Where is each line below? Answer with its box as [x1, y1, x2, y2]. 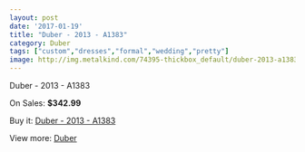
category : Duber [9, 38, 71, 48]
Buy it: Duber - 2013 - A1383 [9, 115, 116, 126]
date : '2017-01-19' [9, 22, 84, 31]
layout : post [9, 13, 59, 23]
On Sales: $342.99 [9, 98, 82, 109]
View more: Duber [9, 133, 77, 143]
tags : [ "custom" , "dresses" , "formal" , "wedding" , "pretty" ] [9, 47, 230, 56]
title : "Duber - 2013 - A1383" [9, 30, 128, 39]
